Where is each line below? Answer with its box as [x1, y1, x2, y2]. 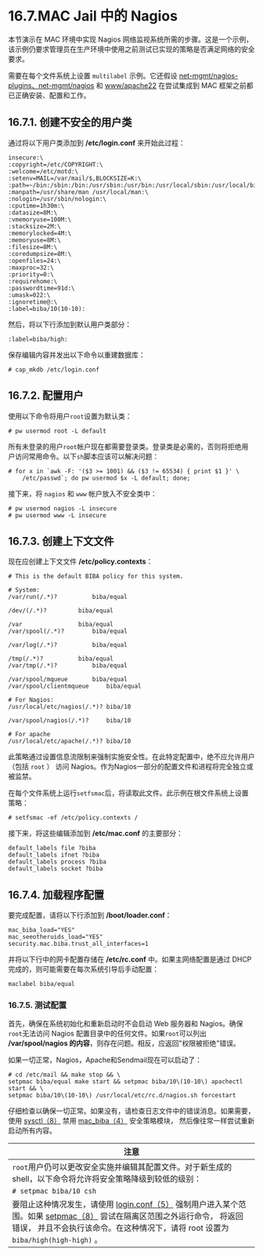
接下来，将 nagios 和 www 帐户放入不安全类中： [8, 488, 158, 498]
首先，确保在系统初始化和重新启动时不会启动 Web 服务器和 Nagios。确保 [8, 1019, 243, 1028]
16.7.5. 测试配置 [8, 1000, 67, 1011]
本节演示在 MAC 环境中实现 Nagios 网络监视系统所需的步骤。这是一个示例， [8, 35, 253, 44]
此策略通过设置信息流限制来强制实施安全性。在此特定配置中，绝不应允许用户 [8, 752, 255, 761]
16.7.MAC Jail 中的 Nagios [8, 7, 178, 25]
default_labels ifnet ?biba [8, 851, 100, 860]
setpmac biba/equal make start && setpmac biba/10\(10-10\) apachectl [8, 1078, 243, 1086]
